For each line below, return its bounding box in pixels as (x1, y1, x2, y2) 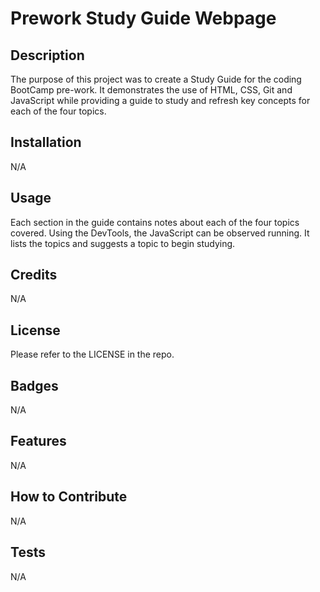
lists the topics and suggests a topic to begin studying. (10, 237, 236, 249)
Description (10, 47, 85, 64)
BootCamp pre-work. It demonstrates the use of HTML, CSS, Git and (10, 84, 293, 96)
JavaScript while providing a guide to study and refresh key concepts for (10, 95, 311, 106)
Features (10, 433, 67, 450)
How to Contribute (10, 488, 128, 506)
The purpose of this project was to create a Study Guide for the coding (10, 73, 302, 85)
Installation (10, 134, 82, 151)
